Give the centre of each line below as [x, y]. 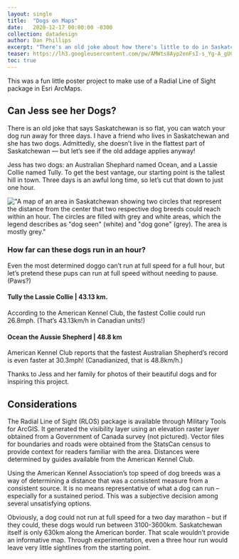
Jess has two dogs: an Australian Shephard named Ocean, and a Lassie [112, 164]
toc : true [22, 61]
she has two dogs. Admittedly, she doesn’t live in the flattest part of [106, 143]
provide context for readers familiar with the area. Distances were [103, 452]
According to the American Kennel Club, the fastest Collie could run [107, 313]
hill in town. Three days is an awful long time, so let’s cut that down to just [115, 180]
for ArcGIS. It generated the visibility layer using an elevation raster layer [113, 429]
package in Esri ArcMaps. [45, 88]
